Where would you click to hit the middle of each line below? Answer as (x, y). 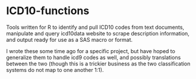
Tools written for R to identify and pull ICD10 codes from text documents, (95, 27)
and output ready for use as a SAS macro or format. (69, 39)
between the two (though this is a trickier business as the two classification (98, 64)
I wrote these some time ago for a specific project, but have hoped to (91, 51)
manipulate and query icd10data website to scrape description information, (98, 33)
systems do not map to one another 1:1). (55, 70)
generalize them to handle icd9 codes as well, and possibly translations (94, 57)
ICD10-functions (48, 11)
